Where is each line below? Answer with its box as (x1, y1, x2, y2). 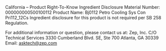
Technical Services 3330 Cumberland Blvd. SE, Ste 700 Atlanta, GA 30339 (5, 35, 159, 41)
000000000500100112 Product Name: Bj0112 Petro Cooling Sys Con (5, 9, 146, 15)
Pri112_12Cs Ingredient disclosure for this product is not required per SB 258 (5, 15, 161, 20)
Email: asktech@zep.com (5, 40, 57, 46)
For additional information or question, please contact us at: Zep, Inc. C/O (5, 30, 156, 35)
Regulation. (5, 20, 28, 26)
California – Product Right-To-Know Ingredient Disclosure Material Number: (5, 4, 160, 10)
